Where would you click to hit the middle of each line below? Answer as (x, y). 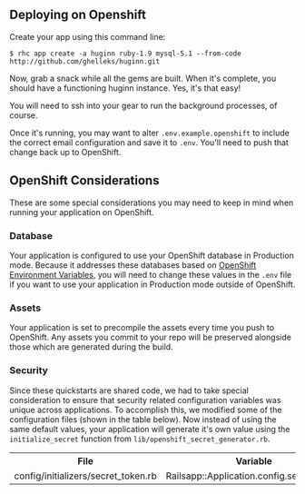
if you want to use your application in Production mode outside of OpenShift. (152, 284)
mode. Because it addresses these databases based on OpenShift (133, 265)
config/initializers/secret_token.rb (85, 476)
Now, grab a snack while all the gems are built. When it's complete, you (143, 78)
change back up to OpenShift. (65, 152)
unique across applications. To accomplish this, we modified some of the (146, 410)
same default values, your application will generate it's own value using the (150, 429)
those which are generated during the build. (92, 347)
